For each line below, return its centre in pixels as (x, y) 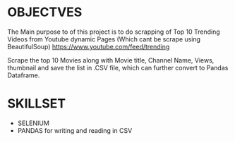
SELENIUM (33, 123)
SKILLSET (37, 104)
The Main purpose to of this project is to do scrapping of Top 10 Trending (114, 32)
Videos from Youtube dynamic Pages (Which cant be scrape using (104, 39)
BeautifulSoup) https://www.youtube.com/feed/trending (89, 46)
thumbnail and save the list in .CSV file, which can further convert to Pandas (118, 67)
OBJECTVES (45, 12)
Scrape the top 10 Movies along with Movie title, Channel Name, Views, (111, 60)
